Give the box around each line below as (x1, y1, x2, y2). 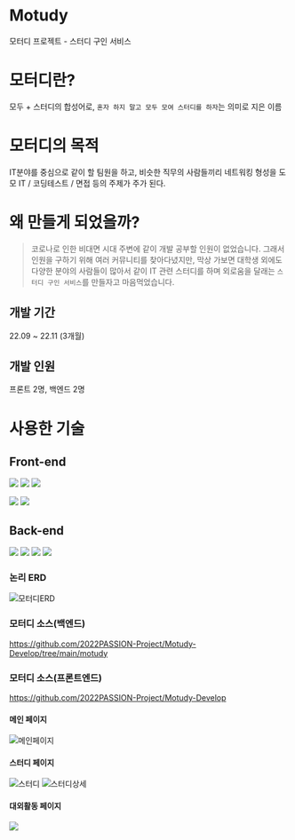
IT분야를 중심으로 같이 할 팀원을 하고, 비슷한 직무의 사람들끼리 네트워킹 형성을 (9, 166, 277, 178)
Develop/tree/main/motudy (9, 647, 108, 658)
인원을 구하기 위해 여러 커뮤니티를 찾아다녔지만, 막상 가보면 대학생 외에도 (30, 254, 283, 265)
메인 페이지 (9, 714, 47, 725)
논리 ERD (9, 572, 47, 584)
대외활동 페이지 (9, 801, 62, 812)
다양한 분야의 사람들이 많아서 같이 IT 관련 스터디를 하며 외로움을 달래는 (30, 265, 275, 276)
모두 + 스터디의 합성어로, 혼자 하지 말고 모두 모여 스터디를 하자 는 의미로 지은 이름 (9, 101, 283, 112)
